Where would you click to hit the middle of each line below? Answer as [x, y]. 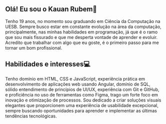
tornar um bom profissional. [34, 47]
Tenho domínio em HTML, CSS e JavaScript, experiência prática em [75, 78]
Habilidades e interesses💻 [48, 64]
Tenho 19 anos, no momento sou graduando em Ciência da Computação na [83, 21]
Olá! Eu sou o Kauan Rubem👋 [51, 9]
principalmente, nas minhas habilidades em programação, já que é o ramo [81, 32]
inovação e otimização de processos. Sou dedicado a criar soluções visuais [83, 100]
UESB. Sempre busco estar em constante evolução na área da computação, [83, 26]
